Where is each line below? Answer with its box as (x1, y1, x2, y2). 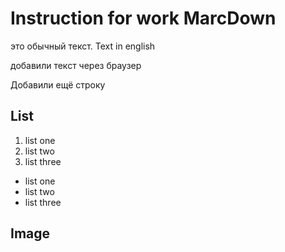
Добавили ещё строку (10, 78, 106, 91)
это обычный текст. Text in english (10, 40, 156, 52)
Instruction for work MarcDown (10, 7, 277, 30)
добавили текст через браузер (10, 59, 142, 71)
